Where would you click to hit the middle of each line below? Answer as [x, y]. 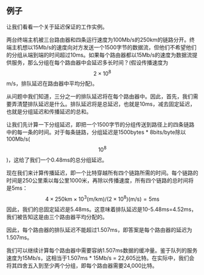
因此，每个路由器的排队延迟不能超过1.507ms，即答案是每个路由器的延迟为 [99, 229]
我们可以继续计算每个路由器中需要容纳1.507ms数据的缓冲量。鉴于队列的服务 [102, 250]
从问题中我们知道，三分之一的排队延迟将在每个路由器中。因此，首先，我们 [100, 97]
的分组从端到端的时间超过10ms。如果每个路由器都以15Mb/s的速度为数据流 [99, 55]
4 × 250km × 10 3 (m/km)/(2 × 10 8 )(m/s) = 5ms [102, 198]
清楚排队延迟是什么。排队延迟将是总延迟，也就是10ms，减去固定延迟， [106, 104]
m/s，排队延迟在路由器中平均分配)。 [52, 83]
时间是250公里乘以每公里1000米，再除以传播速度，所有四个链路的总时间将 [100, 181]
